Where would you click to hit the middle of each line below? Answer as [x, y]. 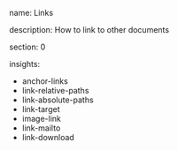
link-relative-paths [55, 90]
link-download [48, 137]
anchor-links [45, 81]
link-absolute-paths [58, 100]
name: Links [31, 13]
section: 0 [27, 47]
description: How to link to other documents [89, 30]
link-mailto [41, 128]
